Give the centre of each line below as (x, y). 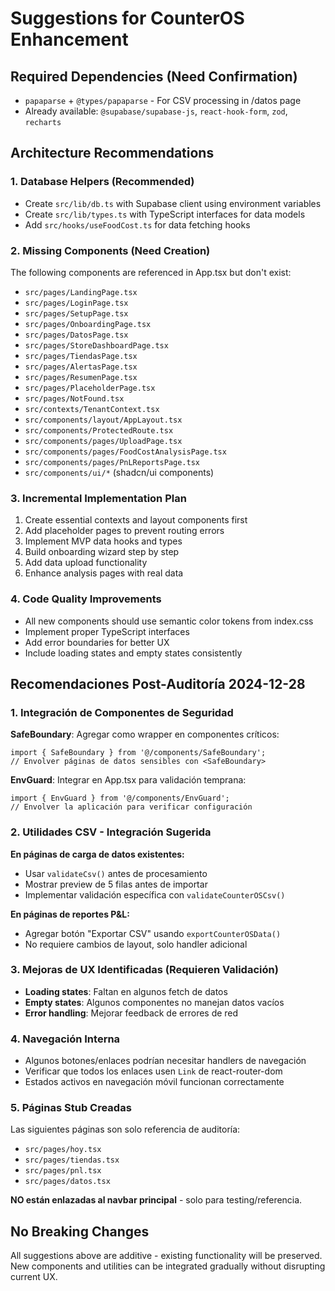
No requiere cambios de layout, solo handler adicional (136, 944)
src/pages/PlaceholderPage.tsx (90, 388)
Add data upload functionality (86, 563)
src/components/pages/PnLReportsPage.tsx (112, 462)
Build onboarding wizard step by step (102, 552)
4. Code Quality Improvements (86, 599)
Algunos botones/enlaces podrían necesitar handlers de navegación (165, 1061)
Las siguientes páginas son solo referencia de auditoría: (125, 1129)
